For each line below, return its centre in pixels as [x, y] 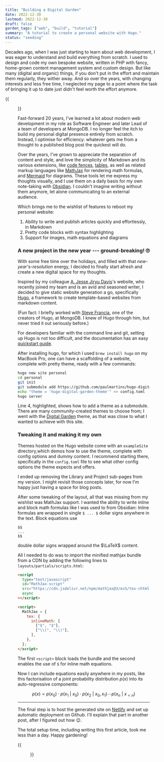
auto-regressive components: [48, 684]
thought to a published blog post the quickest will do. [72, 144]
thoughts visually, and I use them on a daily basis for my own [80, 181]
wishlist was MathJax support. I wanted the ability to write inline [83, 502]
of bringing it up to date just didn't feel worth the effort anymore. [72, 89]
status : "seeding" [24, 38]
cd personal [30, 378]
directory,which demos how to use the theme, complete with [80, 451]
